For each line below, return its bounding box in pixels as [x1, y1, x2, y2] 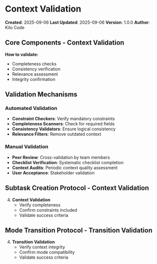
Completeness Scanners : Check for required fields [12, 121, 115, 127]
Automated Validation [5, 105, 57, 112]
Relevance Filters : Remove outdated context [12, 131, 101, 137]
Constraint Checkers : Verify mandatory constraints [12, 116, 115, 122]
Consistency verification [12, 66, 61, 72]
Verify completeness [19, 202, 61, 208]
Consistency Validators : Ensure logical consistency [12, 126, 116, 132]
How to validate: [5, 51, 39, 57]
